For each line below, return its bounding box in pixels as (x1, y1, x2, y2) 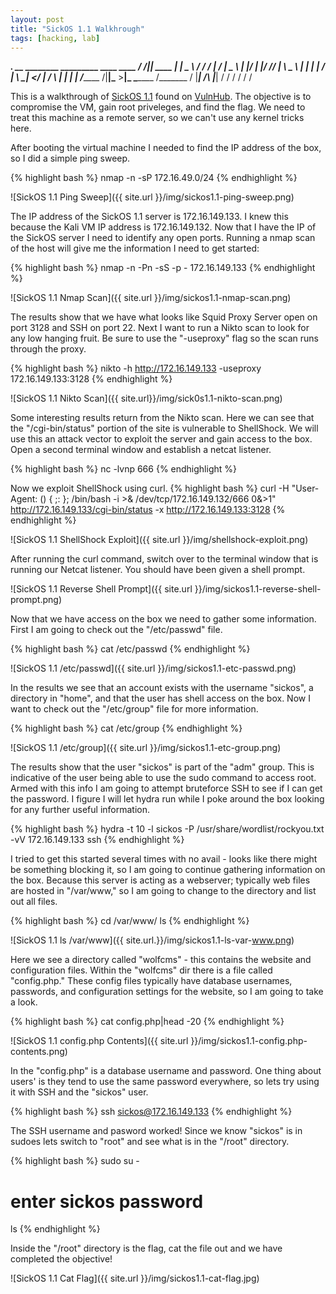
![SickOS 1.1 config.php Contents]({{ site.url (10, 1035, 189, 1047)
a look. (10, 996, 38, 1008)
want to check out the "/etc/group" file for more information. (10, 703, 259, 715)
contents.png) (10, 1046, 68, 1058)
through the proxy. (10, 343, 87, 355)
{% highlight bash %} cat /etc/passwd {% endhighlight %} (10, 643, 251, 655)
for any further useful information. (10, 804, 151, 816)
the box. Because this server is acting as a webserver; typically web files (10, 874, 311, 886)
